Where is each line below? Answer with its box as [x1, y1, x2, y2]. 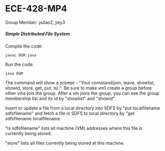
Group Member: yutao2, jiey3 [5, 19, 66, 25]
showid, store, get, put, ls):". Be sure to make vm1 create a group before [5, 85, 152, 91]
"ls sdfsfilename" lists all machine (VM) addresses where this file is [5, 125, 143, 131]
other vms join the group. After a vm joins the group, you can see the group [5, 90, 160, 96]
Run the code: [5, 61, 34, 67]
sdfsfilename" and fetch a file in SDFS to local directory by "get [5, 110, 135, 116]
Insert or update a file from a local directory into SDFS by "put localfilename [5, 105, 161, 111]
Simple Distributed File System [5, 31, 71, 37]
